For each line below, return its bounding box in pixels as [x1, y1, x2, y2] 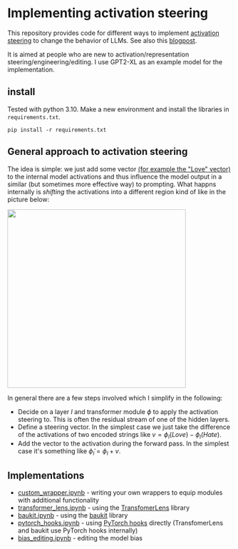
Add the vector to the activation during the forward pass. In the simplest [17, 439, 229, 448]
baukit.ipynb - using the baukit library [17, 510, 128, 519]
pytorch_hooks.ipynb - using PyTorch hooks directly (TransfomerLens [17, 518, 223, 527]
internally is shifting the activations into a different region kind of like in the [7, 187, 227, 196]
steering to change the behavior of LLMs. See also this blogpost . [7, 36, 197, 44]
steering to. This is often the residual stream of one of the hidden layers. [17, 415, 230, 423]
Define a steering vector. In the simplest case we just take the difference [17, 423, 230, 431]
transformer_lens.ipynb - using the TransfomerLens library [17, 503, 190, 512]
